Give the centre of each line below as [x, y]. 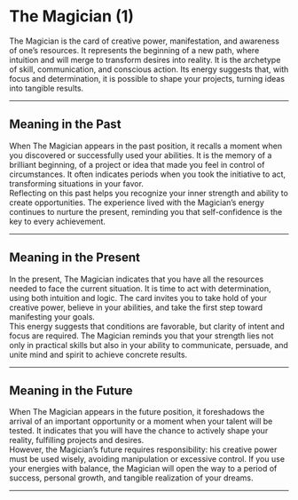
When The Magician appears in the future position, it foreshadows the [137, 412]
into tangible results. [47, 88]
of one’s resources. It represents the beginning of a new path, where [134, 50]
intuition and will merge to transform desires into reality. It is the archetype [145, 60]
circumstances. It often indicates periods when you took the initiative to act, [148, 174]
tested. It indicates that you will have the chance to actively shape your [139, 431]
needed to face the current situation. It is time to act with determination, [140, 288]
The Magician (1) [72, 16]
